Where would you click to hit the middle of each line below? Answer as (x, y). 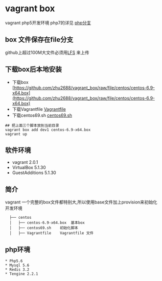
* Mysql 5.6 (17, 265)
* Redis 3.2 (17, 270)
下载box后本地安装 (34, 69)
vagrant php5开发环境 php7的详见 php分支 (48, 23)
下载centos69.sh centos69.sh (42, 115)
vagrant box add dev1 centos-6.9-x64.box (48, 130)
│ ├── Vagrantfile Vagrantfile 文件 (52, 233)
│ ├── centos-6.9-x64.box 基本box (47, 223)
